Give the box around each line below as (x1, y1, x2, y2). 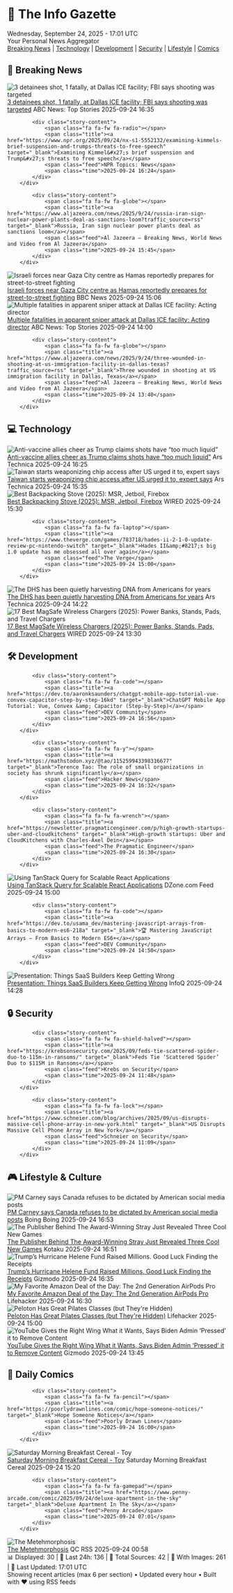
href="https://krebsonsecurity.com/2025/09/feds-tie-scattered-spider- (7, 1048, 219, 1055)
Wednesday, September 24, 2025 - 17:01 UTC (7, 29, 138, 38)
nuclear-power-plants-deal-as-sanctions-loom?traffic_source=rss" (7, 216, 204, 223)
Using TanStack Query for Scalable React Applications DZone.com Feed (7, 881, 214, 889)
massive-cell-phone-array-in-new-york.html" (7, 1121, 138, 1128)
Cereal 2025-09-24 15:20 (7, 1463, 81, 1471)
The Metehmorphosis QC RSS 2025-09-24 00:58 (7, 1545, 149, 1553)
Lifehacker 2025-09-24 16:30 (7, 1297, 93, 1305)
